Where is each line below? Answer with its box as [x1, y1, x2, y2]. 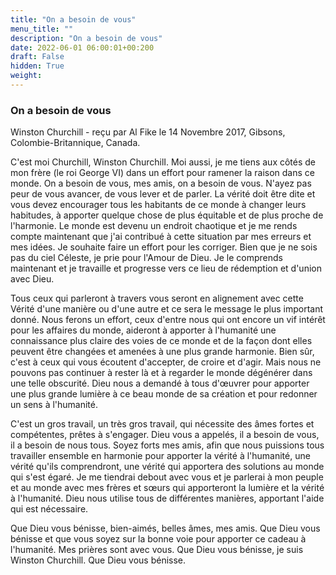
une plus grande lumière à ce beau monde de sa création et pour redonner [10, 388, 318, 400]
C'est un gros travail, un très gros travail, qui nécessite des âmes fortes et [10, 418, 315, 430]
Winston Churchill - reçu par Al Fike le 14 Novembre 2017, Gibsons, [10, 126, 286, 138]
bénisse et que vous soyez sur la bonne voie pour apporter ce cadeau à [10, 533, 307, 545]
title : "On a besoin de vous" [10, 14, 137, 25]
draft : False [10, 52, 65, 62]
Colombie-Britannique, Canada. [10, 137, 141, 149]
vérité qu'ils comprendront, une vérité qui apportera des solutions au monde [10, 461, 325, 473]
